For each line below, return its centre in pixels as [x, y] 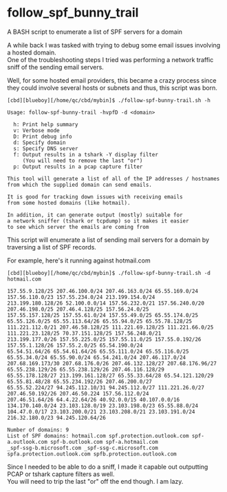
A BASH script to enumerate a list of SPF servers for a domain [95, 32]
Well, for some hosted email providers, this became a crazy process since [112, 80]
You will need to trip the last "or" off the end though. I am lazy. [95, 481]
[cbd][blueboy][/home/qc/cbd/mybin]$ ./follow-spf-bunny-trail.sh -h [109, 100]
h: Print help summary [46, 124]
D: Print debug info [43, 136]
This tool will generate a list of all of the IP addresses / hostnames [113, 178]
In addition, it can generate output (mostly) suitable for [95, 215]
